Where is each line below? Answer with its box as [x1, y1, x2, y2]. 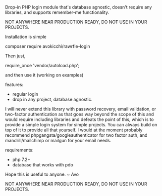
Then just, [5, 53, 26, 59]
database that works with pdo [12, 162, 73, 167]
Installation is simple [5, 34, 47, 39]
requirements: [5, 147, 34, 153]
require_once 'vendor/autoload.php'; [5, 63, 80, 68]
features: [5, 81, 24, 87]
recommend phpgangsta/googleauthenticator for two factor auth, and [5, 132, 148, 138]
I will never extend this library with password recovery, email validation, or [5, 106, 156, 112]
